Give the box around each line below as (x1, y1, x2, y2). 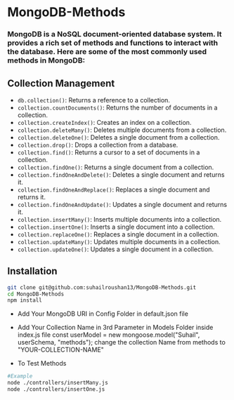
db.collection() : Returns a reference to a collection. (17, 95, 171, 104)
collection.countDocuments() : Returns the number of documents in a (17, 103, 218, 112)
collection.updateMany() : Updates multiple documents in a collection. (17, 237, 221, 246)
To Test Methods (17, 359, 67, 368)
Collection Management (7, 77, 115, 89)
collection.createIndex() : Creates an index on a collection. (17, 118, 192, 126)
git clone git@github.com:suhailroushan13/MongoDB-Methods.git (7, 284, 197, 291)
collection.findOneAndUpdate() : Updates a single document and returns (17, 200, 227, 208)
